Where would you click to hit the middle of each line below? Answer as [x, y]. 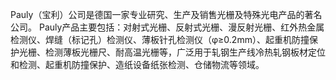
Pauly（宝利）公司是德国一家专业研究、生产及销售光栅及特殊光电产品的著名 [166, 14]
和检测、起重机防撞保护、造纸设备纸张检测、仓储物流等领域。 [137, 64]
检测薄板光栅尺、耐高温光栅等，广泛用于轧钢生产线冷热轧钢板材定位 [185, 52]
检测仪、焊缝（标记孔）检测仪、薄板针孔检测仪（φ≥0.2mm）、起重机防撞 [160, 39]
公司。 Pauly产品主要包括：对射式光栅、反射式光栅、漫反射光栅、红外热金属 [167, 27]
